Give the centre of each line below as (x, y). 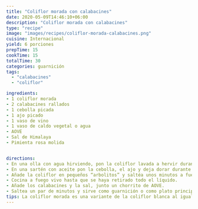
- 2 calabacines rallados (38, 104)
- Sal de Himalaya (29, 137)
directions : (21, 158)
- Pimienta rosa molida (35, 142)
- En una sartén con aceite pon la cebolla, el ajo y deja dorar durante (99, 169)
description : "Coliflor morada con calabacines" (67, 22)
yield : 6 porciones (30, 45)
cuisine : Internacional (35, 39)
